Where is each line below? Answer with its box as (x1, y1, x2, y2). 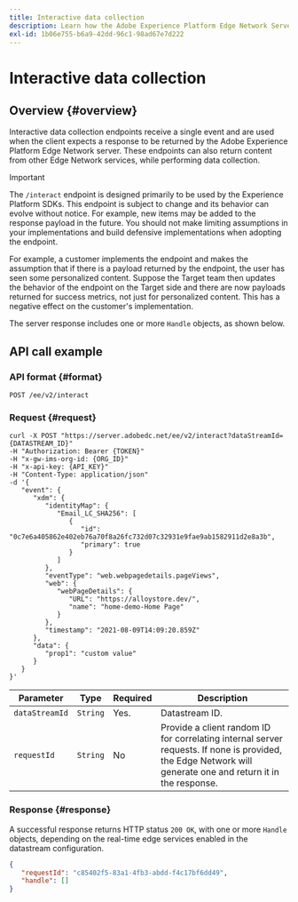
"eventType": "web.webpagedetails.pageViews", (44, 571, 220, 580)
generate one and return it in (161, 766, 279, 778)
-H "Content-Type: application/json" (9, 470, 149, 480)
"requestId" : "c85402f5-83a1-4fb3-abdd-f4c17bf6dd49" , (20, 868, 228, 877)
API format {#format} (9, 371, 103, 383)
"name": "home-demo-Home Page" (68, 603, 184, 611)
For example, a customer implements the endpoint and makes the (9, 254, 248, 265)
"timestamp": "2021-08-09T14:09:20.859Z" (44, 626, 200, 635)
